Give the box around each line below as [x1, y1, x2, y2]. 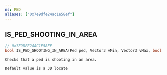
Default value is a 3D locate [5, 66, 68, 71]
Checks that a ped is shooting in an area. [5, 57, 97, 62]
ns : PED [5, 7, 21, 12]
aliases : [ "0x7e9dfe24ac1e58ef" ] [5, 12, 75, 17]
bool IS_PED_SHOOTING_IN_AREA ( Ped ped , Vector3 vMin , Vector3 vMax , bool [5, 48, 162, 53]
